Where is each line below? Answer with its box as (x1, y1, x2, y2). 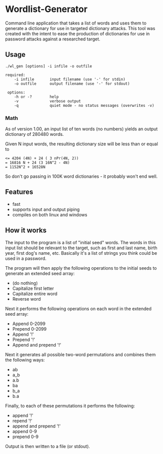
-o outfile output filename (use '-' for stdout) (14, 81, 130, 86)
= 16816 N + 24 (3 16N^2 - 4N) (5, 160, 70, 165)
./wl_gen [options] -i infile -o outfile (5, 63, 92, 68)
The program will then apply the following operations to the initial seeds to (5, 265, 157, 271)
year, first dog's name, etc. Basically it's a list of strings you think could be (5, 250, 158, 256)
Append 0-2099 (12, 321, 46, 327)
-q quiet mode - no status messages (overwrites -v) (14, 103, 155, 108)
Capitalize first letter (12, 285, 54, 291)
